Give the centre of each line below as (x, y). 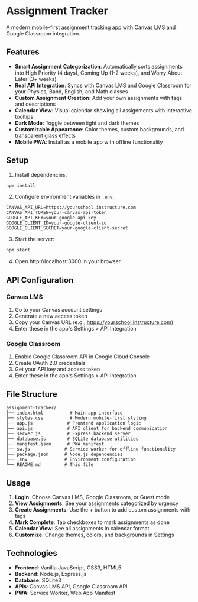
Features (23, 52)
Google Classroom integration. (43, 33)
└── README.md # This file (50, 465)
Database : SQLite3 (38, 580)
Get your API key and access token (57, 369)
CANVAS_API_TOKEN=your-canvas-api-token (57, 213)
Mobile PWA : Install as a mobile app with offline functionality (89, 142)
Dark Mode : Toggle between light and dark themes (77, 123)
